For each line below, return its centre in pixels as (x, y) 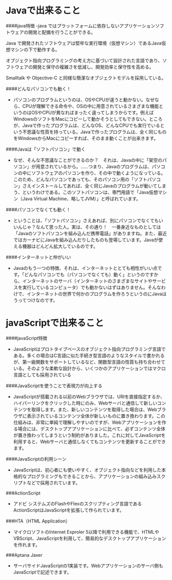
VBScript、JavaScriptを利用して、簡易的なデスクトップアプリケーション (90, 538)
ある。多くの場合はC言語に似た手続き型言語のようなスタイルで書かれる (89, 355)
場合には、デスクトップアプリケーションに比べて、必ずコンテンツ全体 (92, 429)
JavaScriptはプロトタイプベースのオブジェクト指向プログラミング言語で (89, 349)
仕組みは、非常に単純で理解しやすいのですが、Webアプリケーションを (87, 422)
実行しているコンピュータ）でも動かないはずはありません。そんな (92, 287)
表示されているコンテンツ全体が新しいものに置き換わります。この (96, 416)
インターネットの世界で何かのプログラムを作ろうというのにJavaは (97, 294)
